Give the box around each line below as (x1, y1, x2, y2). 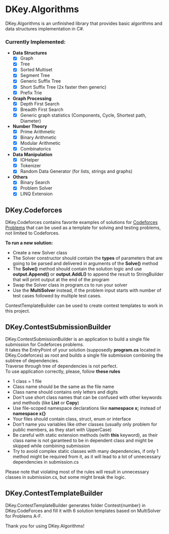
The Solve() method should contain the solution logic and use (12, 266, 142, 272)
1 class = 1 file (12, 378, 42, 385)
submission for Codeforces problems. (5, 341, 84, 348)
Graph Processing (12, 95, 52, 101)
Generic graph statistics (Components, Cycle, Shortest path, (20, 112, 147, 118)
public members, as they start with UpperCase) (12, 427, 112, 433)
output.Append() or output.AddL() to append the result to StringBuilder (12, 271, 164, 277)
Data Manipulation (12, 151, 53, 158)
